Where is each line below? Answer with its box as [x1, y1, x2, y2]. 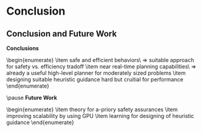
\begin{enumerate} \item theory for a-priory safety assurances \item [6, 106, 178, 113]
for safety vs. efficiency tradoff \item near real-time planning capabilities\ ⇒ [6, 63, 197, 70]
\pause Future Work [6, 94, 58, 101]
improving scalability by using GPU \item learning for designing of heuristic [6, 113, 195, 119]
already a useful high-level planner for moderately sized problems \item [6, 69, 186, 77]
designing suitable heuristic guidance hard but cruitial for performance [6, 76, 184, 83]
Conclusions [6, 44, 40, 52]
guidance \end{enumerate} [6, 119, 74, 126]
